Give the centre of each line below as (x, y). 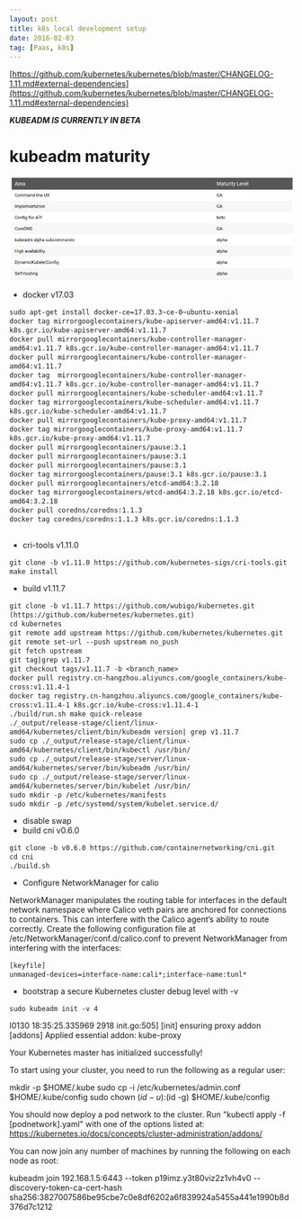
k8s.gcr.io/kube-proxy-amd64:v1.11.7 (80, 438)
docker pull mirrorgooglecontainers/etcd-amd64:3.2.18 (114, 483)
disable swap (47, 821)
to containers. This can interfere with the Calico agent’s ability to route (139, 919)
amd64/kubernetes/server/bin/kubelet (80, 786)
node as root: (34, 1160)
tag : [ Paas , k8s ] (42, 48)
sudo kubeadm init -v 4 (54, 1009)
